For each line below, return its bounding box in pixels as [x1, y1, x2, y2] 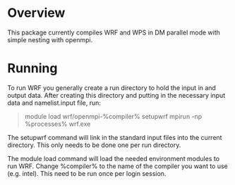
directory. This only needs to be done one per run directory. [7, 141, 181, 149]
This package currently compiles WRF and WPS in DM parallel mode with [7, 28, 221, 37]
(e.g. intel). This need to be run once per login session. [7, 169, 167, 177]
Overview [7, 5, 66, 21]
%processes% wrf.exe [24, 120, 91, 128]
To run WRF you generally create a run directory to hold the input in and [7, 83, 217, 92]
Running [7, 60, 58, 77]
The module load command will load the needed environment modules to [7, 154, 220, 162]
